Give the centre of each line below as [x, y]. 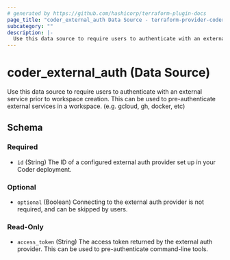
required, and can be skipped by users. [72, 209]
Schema [25, 128]
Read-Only [26, 226]
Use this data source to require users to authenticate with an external [105, 92]
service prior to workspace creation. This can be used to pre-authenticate [112, 99]
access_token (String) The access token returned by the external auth [115, 242]
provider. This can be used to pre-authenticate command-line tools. [113, 249]
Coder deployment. [44, 169]
